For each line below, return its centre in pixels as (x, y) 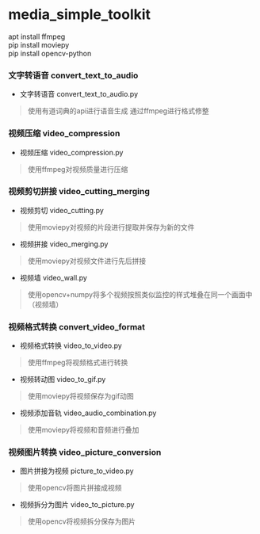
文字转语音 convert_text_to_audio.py (79, 94)
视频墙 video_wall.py (53, 277)
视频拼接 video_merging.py (64, 244)
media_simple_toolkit (80, 15)
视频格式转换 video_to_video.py (71, 345)
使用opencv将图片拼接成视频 (75, 488)
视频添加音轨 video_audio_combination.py (88, 413)
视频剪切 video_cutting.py (62, 210)
